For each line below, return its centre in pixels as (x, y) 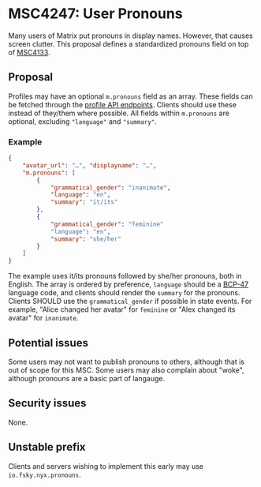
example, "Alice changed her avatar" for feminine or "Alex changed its (122, 309)
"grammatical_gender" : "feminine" (107, 224)
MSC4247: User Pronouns (95, 14)
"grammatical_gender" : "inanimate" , (110, 187)
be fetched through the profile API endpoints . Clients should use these (122, 104)
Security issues (47, 403)
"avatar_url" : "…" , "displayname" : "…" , (89, 165)
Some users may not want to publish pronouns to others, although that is (126, 362)
